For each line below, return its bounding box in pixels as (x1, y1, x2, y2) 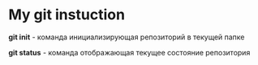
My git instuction (8, 6, 126, 24)
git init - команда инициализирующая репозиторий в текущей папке (8, 32, 245, 42)
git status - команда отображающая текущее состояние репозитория (8, 47, 251, 57)
